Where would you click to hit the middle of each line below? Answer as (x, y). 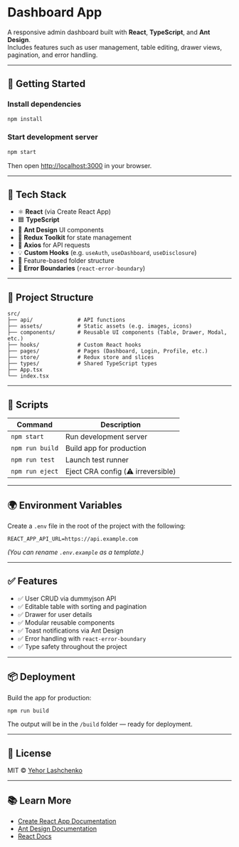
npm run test (33, 460)
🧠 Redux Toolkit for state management (74, 238)
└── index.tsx (28, 376)
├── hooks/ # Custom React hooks (74, 345)
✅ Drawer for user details (55, 614)
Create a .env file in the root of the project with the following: (97, 526)
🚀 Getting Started (47, 84)
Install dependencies (44, 104)
